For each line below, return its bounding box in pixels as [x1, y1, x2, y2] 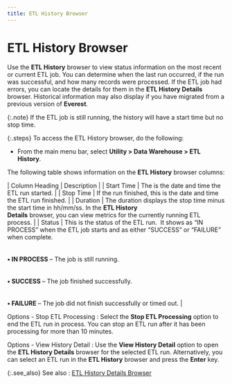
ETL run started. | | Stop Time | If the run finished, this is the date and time [7, 188, 219, 197]
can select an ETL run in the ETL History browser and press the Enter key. [7, 355, 220, 363]
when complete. [7, 232, 53, 241]
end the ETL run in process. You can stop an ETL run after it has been [7, 320, 206, 328]
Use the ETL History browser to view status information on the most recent [7, 63, 222, 71]
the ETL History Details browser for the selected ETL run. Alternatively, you [7, 347, 223, 356]
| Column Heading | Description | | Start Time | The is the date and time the [7, 181, 222, 190]
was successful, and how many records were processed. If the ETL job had [7, 77, 222, 86]
